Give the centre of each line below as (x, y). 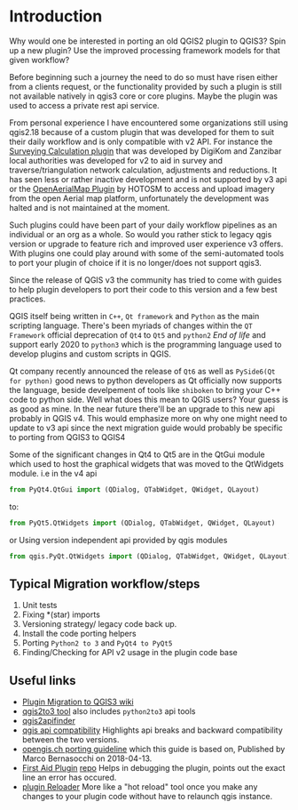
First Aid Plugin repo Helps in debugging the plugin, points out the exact (153, 768)
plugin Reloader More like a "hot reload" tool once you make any (140, 787)
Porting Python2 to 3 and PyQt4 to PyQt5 (97, 643)
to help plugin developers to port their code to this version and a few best (143, 289)
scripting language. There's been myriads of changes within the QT (131, 325)
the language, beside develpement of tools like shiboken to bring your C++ (145, 389)
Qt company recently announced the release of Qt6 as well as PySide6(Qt (143, 371)
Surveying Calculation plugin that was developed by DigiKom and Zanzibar (145, 151)
